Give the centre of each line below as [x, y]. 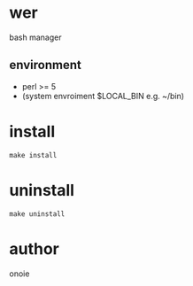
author [35, 248]
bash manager [35, 37]
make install [33, 155]
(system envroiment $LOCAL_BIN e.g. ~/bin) [103, 96]
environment [45, 65]
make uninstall [37, 214]
